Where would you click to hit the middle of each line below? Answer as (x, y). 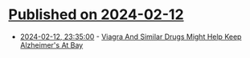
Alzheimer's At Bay (51, 44)
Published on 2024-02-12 (96, 15)
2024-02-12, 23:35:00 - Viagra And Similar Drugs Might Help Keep (131, 37)
